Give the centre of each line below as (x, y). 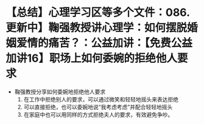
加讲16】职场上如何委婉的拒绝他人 (92, 58)
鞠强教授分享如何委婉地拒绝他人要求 (60, 92)
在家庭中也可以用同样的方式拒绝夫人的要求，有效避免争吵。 (98, 114)
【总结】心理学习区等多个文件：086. (98, 13)
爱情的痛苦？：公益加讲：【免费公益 (105, 43)
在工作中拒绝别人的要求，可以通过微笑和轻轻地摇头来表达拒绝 (101, 99)
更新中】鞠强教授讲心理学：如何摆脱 (97, 28)
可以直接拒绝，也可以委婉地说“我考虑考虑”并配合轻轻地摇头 (98, 107)
